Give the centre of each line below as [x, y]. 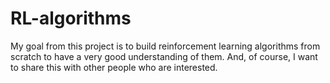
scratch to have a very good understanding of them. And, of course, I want [164, 56]
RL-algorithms [71, 18]
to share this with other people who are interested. [114, 67]
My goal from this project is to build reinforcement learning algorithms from [165, 46]
